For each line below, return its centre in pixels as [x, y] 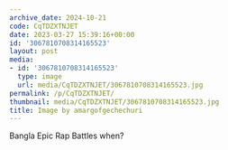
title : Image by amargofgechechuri [76, 110]
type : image [40, 77]
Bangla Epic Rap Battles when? [67, 136]
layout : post [34, 52]
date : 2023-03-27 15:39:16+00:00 [72, 34]
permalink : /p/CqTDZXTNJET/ [62, 93]
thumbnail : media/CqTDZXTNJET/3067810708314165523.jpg [114, 102]
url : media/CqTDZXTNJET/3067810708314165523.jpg [110, 85]
